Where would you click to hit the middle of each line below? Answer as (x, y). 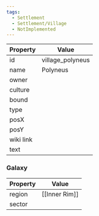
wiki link (21, 140)
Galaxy (17, 168)
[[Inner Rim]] (60, 194)
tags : (13, 12)
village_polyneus (66, 60)
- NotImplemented (34, 29)
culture (20, 90)
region (19, 194)
